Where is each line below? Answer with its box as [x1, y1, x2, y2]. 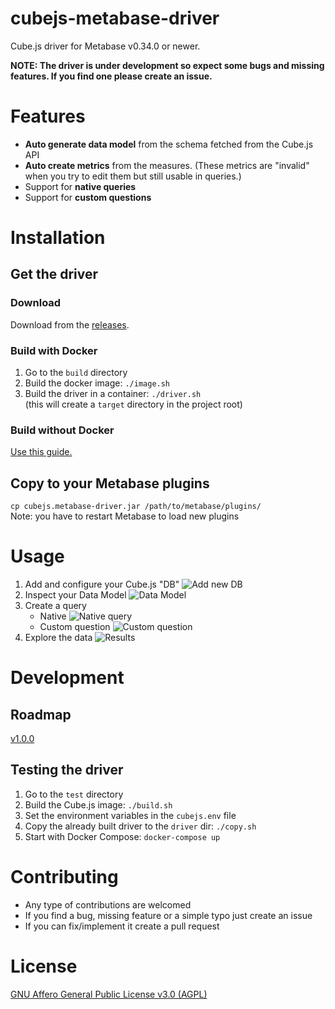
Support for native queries [24, 180, 137, 192]
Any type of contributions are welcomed [24, 898, 192, 911]
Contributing [10, 866, 119, 889]
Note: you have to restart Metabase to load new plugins [10, 510, 240, 522]
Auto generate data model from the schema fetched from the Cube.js [24, 138, 314, 150]
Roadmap [10, 706, 72, 723]
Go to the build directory [24, 367, 128, 379]
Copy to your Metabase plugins [10, 475, 210, 492]
